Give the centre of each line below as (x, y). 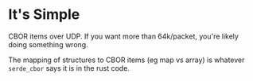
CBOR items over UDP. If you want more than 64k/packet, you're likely (123, 36)
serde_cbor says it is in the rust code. (69, 68)
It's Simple (44, 15)
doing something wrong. (49, 44)
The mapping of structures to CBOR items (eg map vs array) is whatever (127, 60)
